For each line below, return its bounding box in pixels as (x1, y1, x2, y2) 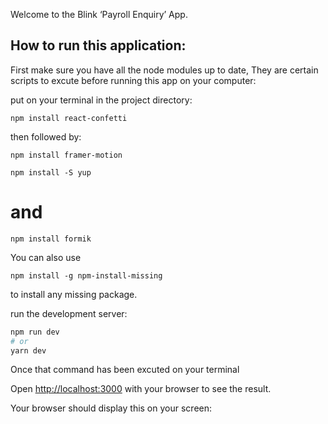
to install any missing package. (10, 288, 138, 300)
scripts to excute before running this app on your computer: (10, 74, 257, 86)
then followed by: (10, 130, 82, 143)
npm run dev (10, 327, 60, 337)
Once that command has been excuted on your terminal (10, 364, 240, 376)
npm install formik (10, 234, 92, 244)
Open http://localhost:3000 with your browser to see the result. (10, 383, 272, 395)
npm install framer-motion (10, 150, 123, 160)
